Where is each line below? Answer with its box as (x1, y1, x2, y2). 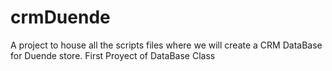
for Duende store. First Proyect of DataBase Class (10, 49, 216, 61)
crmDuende (10, 6, 111, 29)
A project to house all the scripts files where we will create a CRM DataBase (10, 39, 323, 51)
